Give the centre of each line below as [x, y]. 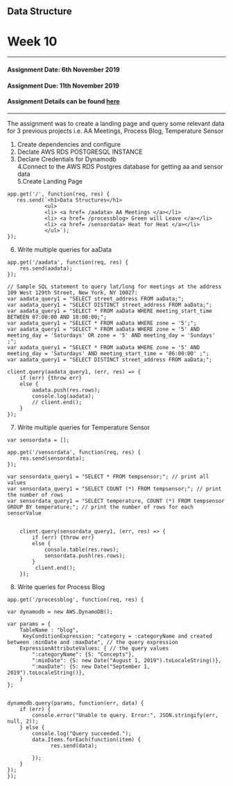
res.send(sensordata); [52, 458]
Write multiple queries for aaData [64, 249]
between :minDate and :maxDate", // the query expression [93, 642]
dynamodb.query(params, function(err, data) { [76, 703]
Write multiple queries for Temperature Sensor [84, 427]
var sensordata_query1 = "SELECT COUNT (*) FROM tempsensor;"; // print [114, 489]
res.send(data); [74, 746]
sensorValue [24, 513]
